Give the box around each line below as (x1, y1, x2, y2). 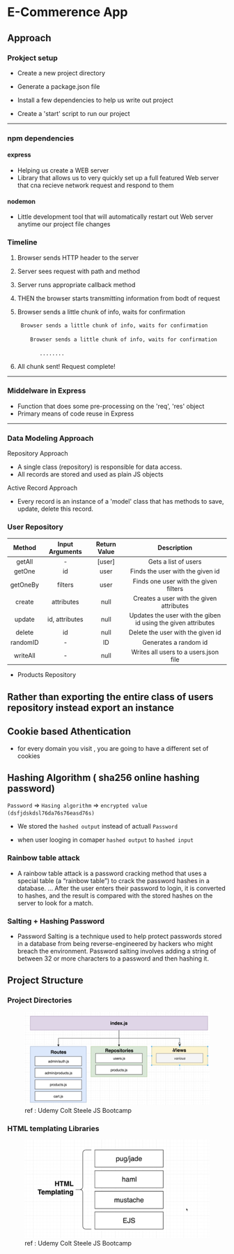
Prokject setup (7, 53, 58, 63)
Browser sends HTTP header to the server (17, 253, 139, 262)
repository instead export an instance (7, 701, 174, 713)
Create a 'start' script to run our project (17, 109, 130, 117)
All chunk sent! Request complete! (17, 362, 116, 370)
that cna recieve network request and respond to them (17, 181, 174, 189)
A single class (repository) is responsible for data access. (17, 462, 182, 472)
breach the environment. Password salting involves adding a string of (17, 947, 217, 955)
